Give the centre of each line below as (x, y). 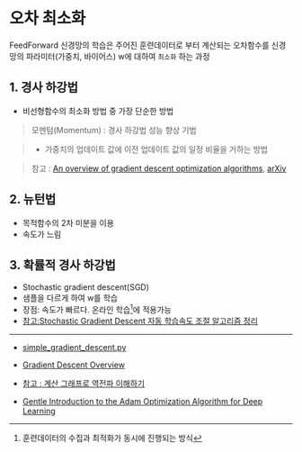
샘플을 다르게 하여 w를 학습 (70, 298)
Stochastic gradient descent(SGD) (86, 287)
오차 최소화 (48, 18)
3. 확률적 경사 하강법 (62, 265)
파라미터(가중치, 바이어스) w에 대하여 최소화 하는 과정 (118, 56)
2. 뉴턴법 (33, 199)
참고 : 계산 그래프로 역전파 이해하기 (84, 384)
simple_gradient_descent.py (74, 348)
